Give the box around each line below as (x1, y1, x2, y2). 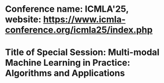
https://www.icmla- (43, 14, 126, 25)
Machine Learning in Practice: (5, 57, 131, 68)
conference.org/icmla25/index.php (5, 25, 153, 35)
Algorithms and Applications (5, 68, 125, 79)
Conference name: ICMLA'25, (5, 3, 129, 15)
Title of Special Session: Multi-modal (5, 47, 160, 58)
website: (5, 14, 42, 25)
